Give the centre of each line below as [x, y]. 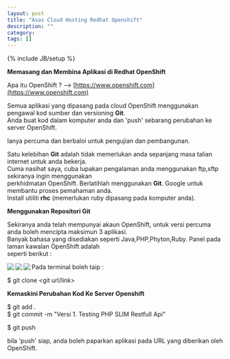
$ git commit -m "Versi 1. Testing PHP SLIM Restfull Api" [87, 314]
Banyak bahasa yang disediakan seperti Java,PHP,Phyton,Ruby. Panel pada [114, 239]
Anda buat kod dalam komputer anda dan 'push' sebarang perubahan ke [110, 120]
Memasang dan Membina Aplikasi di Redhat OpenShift [87, 72]
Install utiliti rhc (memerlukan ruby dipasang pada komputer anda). [101, 198]
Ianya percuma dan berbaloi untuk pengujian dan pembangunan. [99, 141]
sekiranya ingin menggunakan [50, 176]
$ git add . [22, 307]
